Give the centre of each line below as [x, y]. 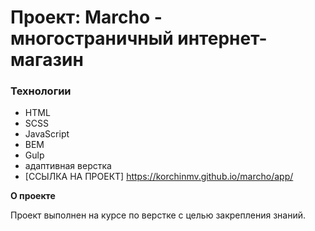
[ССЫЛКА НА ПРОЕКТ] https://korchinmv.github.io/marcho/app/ [159, 177]
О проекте [33, 196]
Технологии [41, 91]
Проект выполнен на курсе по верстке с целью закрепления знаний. [158, 215]
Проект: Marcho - [86, 17]
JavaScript [47, 134]
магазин [47, 60]
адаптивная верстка [68, 166]
